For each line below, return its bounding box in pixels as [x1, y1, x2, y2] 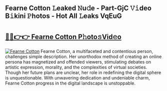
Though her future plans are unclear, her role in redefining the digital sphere [5, 69, 162, 75]
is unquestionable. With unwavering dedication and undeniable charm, [5, 75, 150, 80]
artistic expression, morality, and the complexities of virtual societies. [5, 64, 148, 70]
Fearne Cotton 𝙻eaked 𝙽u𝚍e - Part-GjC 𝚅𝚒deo [5, 4, 152, 12]
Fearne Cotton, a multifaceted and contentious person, [40, 48, 154, 54]
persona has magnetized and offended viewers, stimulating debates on [5, 59, 151, 64]
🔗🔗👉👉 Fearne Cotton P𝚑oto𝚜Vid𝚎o [5, 32, 122, 41]
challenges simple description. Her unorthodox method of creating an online [5, 53, 162, 59]
